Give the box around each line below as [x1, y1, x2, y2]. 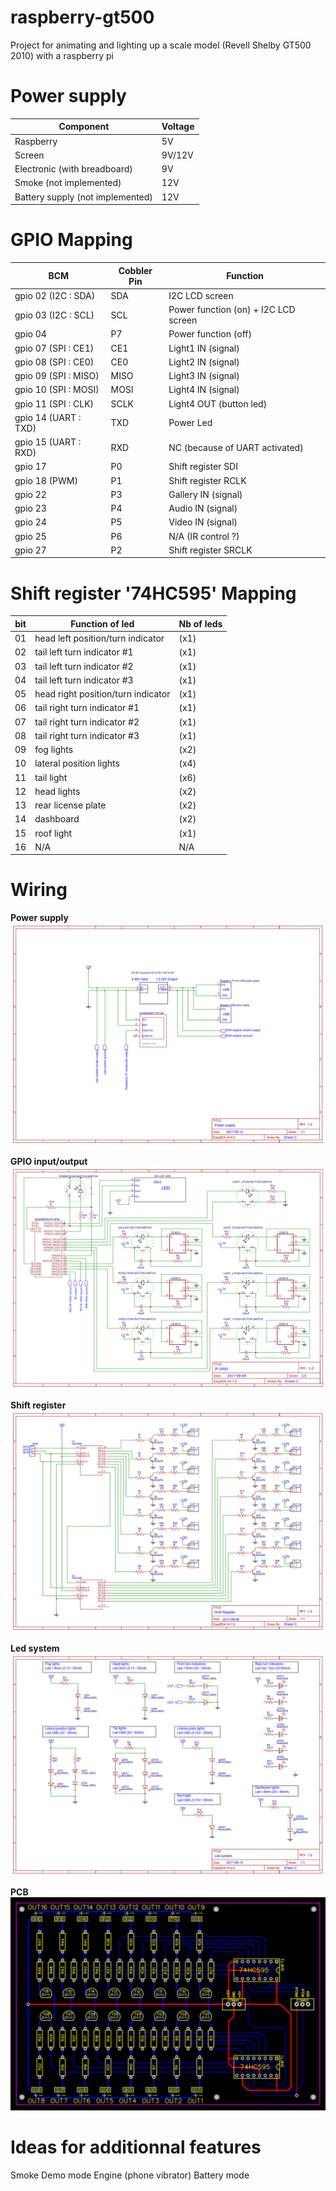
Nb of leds [178, 617, 223, 630]
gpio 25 [14, 530, 47, 542]
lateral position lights [34, 757, 120, 770]
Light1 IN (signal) [168, 342, 240, 354]
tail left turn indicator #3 [34, 674, 134, 686]
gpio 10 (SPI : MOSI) [14, 384, 100, 396]
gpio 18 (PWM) [14, 474, 78, 486]
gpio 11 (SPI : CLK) [14, 397, 95, 410]
